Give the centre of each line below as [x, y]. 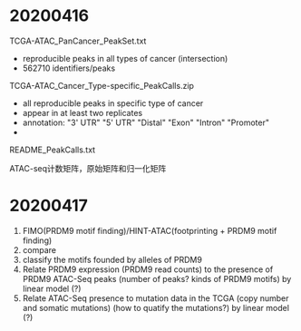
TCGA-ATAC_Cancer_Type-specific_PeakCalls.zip [102, 85]
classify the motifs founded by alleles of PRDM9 [112, 259]
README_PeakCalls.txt [53, 150]
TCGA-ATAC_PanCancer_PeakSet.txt [78, 41]
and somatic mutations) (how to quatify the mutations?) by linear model [156, 307]
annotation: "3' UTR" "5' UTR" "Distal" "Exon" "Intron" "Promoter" [146, 122]
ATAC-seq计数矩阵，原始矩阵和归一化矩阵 [88, 168]
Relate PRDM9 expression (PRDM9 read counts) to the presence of [148, 269]
